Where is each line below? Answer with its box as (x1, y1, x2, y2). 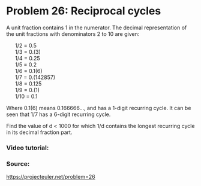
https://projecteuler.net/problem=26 (6, 173, 95, 181)
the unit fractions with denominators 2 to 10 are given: (6, 30, 140, 37)
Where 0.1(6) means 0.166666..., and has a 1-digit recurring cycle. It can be (6, 104, 191, 111)
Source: (6, 160, 30, 168)
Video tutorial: (6, 144, 49, 152)
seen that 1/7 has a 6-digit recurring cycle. (6, 111, 111, 118)
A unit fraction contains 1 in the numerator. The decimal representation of (6, 24, 187, 31)
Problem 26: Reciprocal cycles (6, 4, 161, 18)
